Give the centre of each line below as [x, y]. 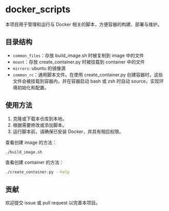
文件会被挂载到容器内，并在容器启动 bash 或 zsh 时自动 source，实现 [86, 81]
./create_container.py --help [38, 172]
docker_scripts [38, 9]
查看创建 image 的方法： [31, 142]
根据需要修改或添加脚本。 [40, 125]
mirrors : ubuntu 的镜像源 [39, 68]
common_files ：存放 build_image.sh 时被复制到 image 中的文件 [78, 55]
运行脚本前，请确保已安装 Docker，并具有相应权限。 [68, 131]
